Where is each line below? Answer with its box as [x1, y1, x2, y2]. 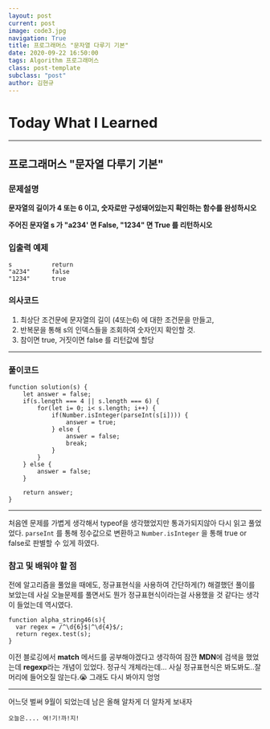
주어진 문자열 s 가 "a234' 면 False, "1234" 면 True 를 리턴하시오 [8, 220, 213, 230]
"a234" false [8, 268, 70, 276]
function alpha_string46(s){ [8, 616, 106, 625]
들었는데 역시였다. [16, 600, 73, 610]
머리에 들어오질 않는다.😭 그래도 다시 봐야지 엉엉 [8, 672, 161, 682]
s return [8, 261, 74, 269]
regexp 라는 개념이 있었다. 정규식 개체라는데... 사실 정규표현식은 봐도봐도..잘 [22, 662, 261, 672]
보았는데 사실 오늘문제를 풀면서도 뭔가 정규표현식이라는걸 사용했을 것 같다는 [8, 590, 245, 600]
